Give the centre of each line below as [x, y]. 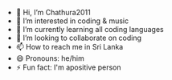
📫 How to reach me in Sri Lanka [70, 47]
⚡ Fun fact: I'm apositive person [68, 67]
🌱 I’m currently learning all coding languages [90, 29]
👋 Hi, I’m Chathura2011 [53, 12]
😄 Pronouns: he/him [50, 58]
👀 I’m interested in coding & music [72, 21]
